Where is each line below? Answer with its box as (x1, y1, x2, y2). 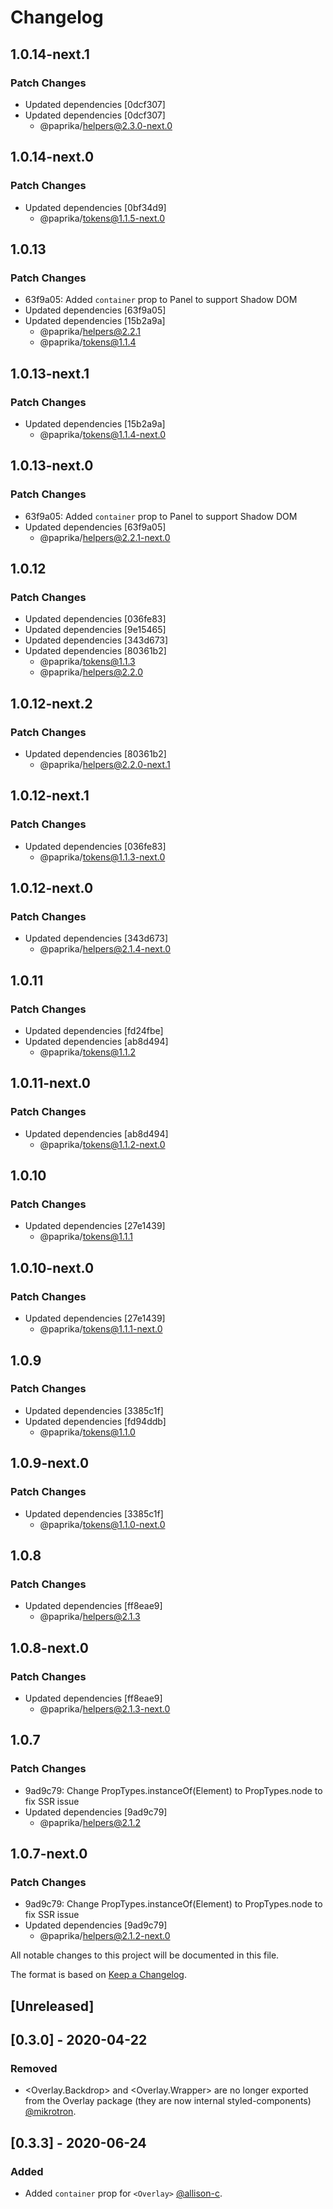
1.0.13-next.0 (10, 457, 94, 475)
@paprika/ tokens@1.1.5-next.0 (39, 212, 166, 224)
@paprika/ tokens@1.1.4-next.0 (39, 428, 167, 440)
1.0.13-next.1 (10, 365, 90, 382)
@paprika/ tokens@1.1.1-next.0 (39, 1323, 163, 1335)
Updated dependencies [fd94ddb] (24, 1415, 167, 1427)
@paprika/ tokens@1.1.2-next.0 (39, 1138, 166, 1150)
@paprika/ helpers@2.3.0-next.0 (39, 119, 173, 131)
